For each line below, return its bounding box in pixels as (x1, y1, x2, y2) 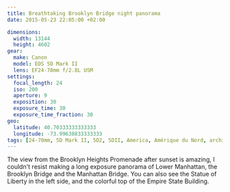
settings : (7, 73, 36, 80)
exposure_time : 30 (13, 105, 66, 112)
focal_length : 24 (13, 79, 63, 86)
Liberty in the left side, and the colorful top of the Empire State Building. (7, 177, 209, 185)
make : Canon (13, 54, 48, 61)
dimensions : (7, 29, 41, 36)
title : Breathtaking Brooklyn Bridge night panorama (7, 10, 161, 17)
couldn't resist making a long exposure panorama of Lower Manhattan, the (7, 163, 218, 171)
